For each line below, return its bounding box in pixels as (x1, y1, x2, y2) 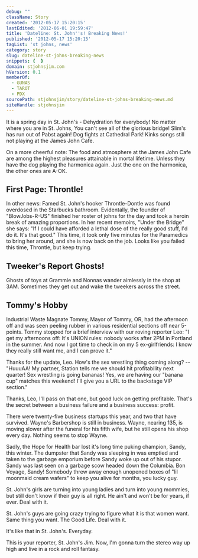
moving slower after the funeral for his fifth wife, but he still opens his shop (6, 425, 189, 432)
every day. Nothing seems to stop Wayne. (6, 432, 108, 439)
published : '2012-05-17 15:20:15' (6, 36, 92, 42)
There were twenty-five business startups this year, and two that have (6, 413, 177, 420)
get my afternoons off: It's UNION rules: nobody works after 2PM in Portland (6, 334, 192, 341)
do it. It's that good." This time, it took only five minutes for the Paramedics (6, 231, 188, 239)
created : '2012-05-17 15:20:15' (6, 19, 86, 25)
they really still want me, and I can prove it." (6, 347, 112, 354)
